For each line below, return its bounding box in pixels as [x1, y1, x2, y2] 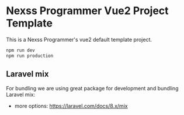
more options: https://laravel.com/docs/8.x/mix [14, 102, 128, 109]
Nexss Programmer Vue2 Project [6, 4, 169, 18]
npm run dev [6, 47, 35, 53]
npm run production [6, 53, 54, 59]
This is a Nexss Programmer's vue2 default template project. [6, 36, 152, 43]
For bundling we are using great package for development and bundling [6, 84, 179, 92]
